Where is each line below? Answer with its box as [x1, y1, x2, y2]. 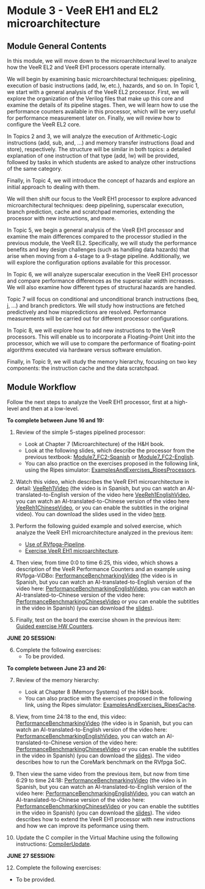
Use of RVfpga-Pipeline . [24, 541, 86, 548]
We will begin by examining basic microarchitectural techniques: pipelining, [7, 76, 196, 82]
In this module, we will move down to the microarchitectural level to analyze [7, 57, 197, 64]
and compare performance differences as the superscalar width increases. [7, 277, 195, 284]
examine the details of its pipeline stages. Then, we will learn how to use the [7, 101, 199, 109]
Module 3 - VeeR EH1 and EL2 [7, 4, 159, 18]
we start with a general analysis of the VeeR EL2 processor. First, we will [7, 88, 189, 95]
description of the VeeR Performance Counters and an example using [15, 565, 191, 572]
